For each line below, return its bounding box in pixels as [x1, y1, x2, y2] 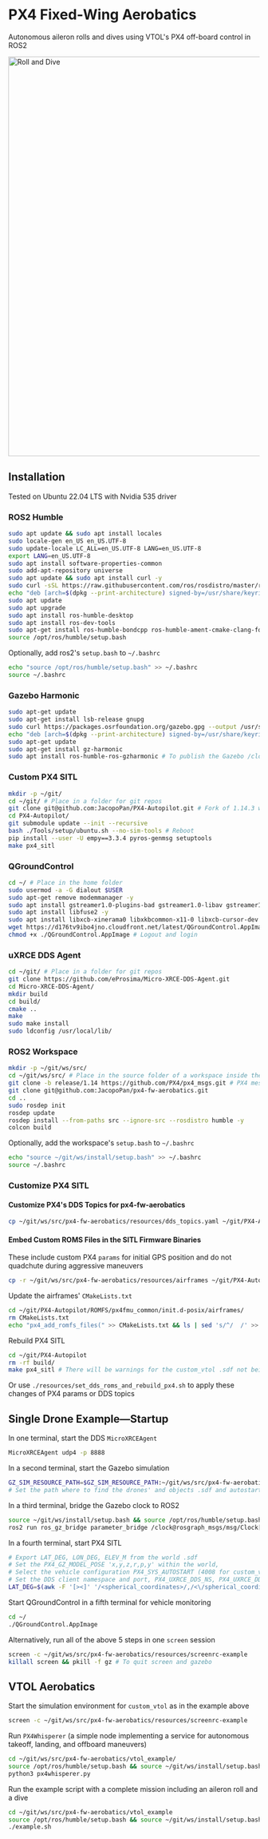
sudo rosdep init [8, 1101, 66, 1109]
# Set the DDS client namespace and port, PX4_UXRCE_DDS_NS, [8, 1576, 216, 1584]
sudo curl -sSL [8, 582, 59, 590]
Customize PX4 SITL [8, 1180, 89, 1191]
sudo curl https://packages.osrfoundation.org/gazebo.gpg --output [8, 722, 238, 730]
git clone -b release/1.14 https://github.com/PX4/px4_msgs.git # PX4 [8, 1079, 248, 1088]
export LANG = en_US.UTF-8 [8, 551, 91, 560]
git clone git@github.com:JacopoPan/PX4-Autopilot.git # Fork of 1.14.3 [8, 805, 255, 813]
